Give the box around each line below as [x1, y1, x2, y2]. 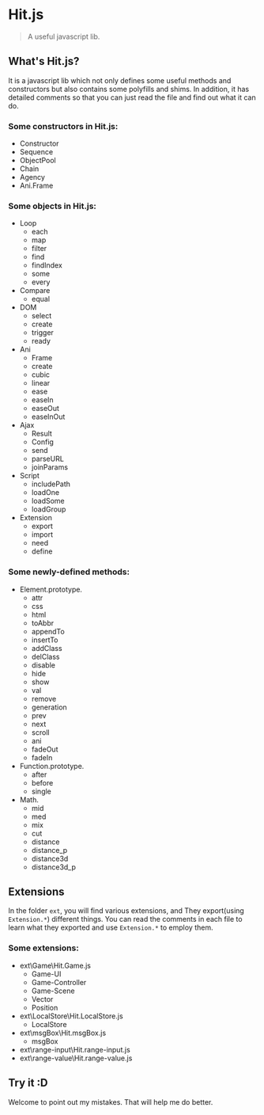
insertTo [31, 635, 58, 645]
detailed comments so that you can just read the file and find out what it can [8, 93, 256, 102]
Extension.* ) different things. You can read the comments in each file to [8, 915, 243, 924]
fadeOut [31, 744, 58, 754]
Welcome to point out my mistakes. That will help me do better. [8, 1097, 213, 1106]
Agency [19, 173, 46, 182]
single [31, 786, 51, 796]
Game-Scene [31, 986, 75, 995]
